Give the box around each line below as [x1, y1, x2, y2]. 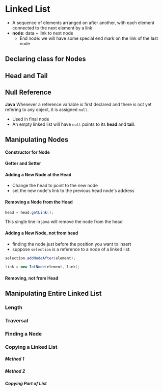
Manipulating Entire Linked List [5, 289, 102, 298]
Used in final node [12, 116, 50, 122]
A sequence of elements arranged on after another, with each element [12, 20, 155, 26]
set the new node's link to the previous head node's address [12, 188, 135, 194]
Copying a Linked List [5, 344, 57, 351]
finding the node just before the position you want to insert [12, 241, 131, 247]
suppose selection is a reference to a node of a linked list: [12, 246, 131, 252]
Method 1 [5, 356, 25, 362]
